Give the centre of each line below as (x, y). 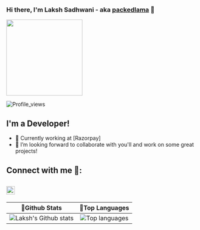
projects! (26, 151)
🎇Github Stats (42, 208)
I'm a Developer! (38, 123)
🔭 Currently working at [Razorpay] (58, 138)
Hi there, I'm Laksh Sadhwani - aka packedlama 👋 (81, 10)
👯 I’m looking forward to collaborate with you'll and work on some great (105, 145)
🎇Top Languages (104, 208)
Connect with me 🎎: (44, 170)
